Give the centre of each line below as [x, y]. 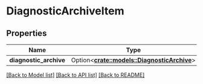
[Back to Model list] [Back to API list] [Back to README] [76, 75]
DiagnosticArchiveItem [65, 11]
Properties [27, 33]
